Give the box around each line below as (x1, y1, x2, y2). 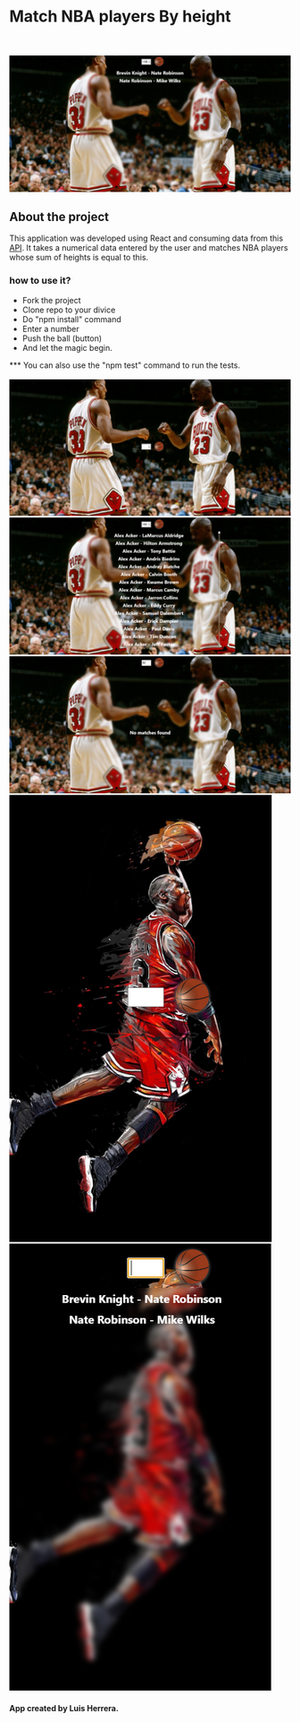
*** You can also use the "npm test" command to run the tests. (9, 360, 241, 371)
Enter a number (21, 323, 79, 334)
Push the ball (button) (21, 333, 103, 344)
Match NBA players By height (9, 6, 232, 27)
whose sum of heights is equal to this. (9, 252, 149, 263)
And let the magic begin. (21, 342, 113, 353)
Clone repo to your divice (21, 304, 116, 315)
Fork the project (21, 294, 82, 305)
